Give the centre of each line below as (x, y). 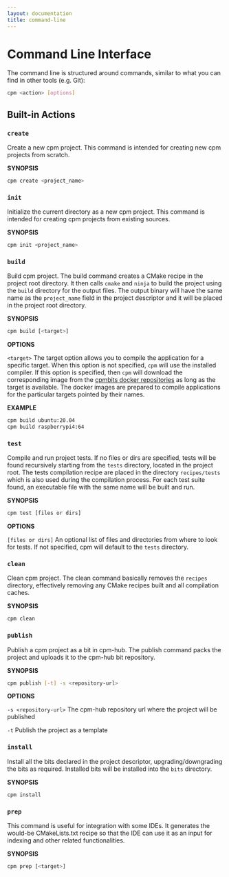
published (21, 717)
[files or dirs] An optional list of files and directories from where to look (112, 540)
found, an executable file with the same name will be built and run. (101, 487)
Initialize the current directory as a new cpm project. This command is (106, 212)
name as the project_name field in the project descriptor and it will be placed (115, 298)
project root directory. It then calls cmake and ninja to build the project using (115, 283)
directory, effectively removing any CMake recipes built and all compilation (113, 585)
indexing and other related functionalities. (66, 840)
